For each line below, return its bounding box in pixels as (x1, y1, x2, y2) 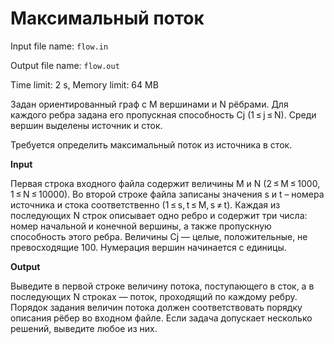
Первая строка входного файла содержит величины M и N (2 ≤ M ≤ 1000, (10, 177, 321, 189)
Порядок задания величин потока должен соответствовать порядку (10, 301, 303, 313)
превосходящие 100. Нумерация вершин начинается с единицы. (10, 241, 287, 253)
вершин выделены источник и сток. (10, 119, 163, 131)
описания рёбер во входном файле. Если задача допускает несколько (10, 312, 313, 324)
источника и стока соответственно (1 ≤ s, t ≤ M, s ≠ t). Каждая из (10, 198, 281, 211)
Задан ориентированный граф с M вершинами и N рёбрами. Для (10, 98, 289, 110)
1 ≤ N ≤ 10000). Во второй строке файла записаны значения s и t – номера (10, 188, 325, 200)
